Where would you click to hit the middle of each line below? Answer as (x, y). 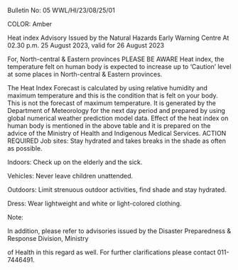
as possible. (25, 148)
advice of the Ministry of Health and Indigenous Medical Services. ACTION (117, 133)
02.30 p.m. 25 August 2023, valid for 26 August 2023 (86, 45)
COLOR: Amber (30, 24)
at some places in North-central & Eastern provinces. (85, 74)
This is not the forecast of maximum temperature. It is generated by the (112, 103)
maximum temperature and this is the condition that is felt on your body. (113, 96)
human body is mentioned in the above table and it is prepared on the (109, 126)
